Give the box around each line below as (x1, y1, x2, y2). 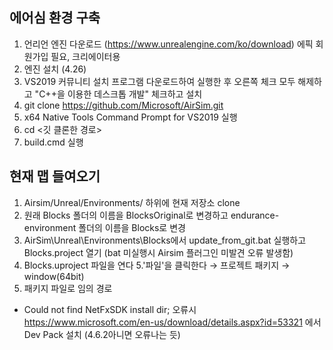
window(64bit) (23, 270, 85, 282)
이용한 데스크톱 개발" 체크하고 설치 (67, 88, 203, 100)
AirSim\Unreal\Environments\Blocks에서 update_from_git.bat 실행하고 (23, 234, 307, 246)
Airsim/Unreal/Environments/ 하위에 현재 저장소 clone (23, 196, 241, 208)
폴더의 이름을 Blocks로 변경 (78, 221, 186, 233)
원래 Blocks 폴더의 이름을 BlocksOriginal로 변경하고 (23, 209, 229, 221)
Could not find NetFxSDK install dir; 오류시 (23, 303, 197, 315)
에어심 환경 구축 (9, 9, 101, 27)
